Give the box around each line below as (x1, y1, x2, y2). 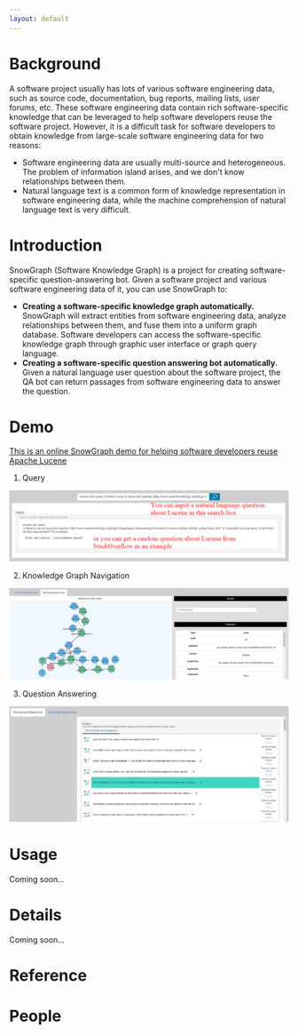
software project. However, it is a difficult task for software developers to (9, 121, 276, 131)
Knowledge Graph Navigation (21, 570, 130, 581)
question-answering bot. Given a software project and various (40, 274, 268, 284)
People (9, 1006, 62, 1026)
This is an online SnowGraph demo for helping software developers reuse (9, 446, 278, 457)
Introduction (9, 235, 103, 255)
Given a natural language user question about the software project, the (21, 367, 281, 378)
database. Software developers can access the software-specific (21, 329, 262, 339)
